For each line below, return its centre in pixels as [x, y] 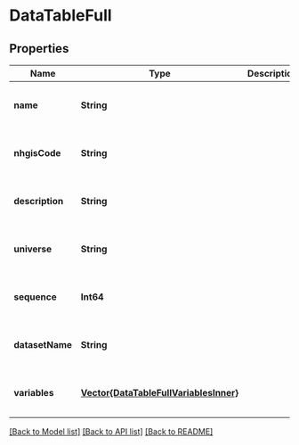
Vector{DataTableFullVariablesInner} [160, 393]
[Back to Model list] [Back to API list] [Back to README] [111, 432]
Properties [39, 49]
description [39, 201]
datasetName [43, 345]
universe [33, 249]
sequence [35, 297]
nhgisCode [37, 153]
